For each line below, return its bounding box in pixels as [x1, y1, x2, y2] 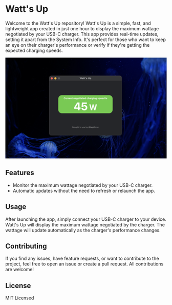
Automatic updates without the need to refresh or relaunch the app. [12, 187, 155, 194]
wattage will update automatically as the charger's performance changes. [5, 227, 161, 233]
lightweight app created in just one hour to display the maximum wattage [5, 25, 159, 31]
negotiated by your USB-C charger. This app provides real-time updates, [5, 31, 159, 37]
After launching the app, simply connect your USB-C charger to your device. [5, 216, 166, 222]
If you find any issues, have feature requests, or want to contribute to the [5, 255, 159, 262]
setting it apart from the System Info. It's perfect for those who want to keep [5, 36, 166, 43]
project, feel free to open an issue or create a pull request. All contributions [5, 261, 164, 267]
